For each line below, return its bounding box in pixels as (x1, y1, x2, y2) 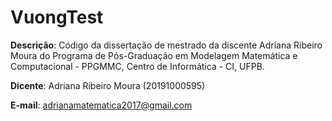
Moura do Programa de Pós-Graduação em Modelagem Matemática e (10, 49, 298, 61)
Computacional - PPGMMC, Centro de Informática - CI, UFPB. (10, 60, 265, 72)
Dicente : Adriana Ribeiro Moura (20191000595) (10, 79, 206, 91)
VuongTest (10, 6, 104, 29)
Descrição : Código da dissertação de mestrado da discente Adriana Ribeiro (10, 39, 323, 51)
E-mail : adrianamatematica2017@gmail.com (10, 99, 193, 111)
